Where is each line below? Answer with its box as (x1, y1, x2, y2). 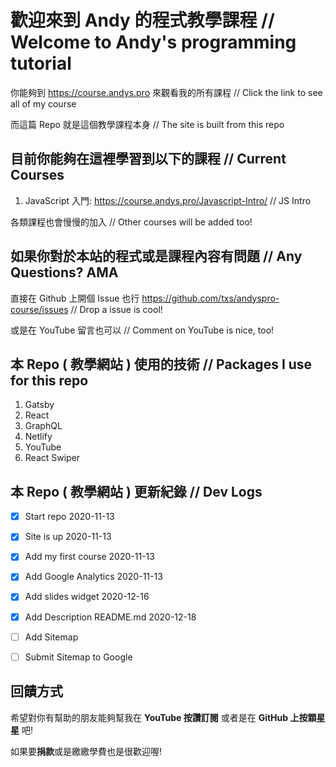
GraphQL (24, 420, 63, 432)
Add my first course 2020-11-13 (24, 551, 155, 563)
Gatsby (24, 399, 55, 411)
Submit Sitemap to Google (24, 651, 133, 663)
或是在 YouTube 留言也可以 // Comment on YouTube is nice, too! (10, 324, 275, 336)
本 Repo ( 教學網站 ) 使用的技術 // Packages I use (10, 356, 313, 373)
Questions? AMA (10, 264, 119, 281)
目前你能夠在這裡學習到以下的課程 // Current (10, 151, 287, 168)
